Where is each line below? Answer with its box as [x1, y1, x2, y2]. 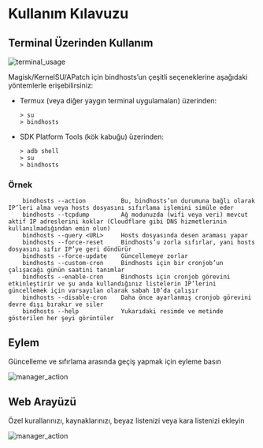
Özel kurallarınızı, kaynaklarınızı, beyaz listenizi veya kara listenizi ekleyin [8, 416, 245, 425]
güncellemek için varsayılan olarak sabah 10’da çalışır [8, 287, 199, 295]
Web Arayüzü [8, 395, 77, 409]
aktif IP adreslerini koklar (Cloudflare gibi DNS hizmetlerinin [8, 218, 227, 226]
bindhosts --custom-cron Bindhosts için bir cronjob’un [22, 259, 224, 267]
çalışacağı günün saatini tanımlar [8, 266, 125, 274]
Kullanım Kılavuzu [8, 5, 129, 23]
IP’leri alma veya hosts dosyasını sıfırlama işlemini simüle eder [8, 204, 235, 212]
